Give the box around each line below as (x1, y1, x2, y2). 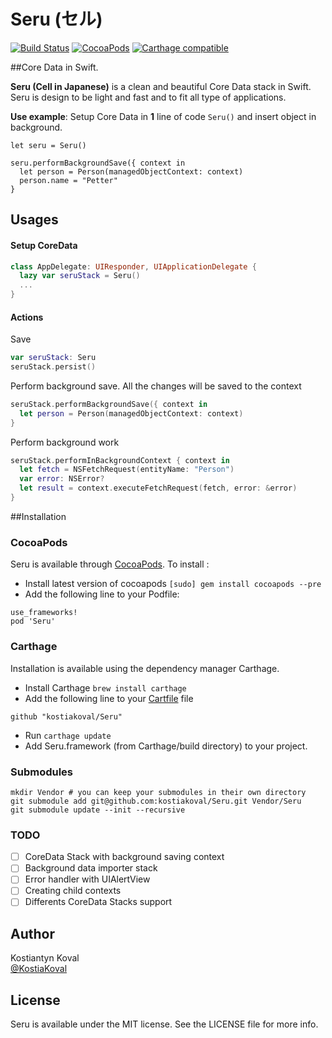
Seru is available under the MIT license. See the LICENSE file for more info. (10, 1018, 319, 1030)
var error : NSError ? (19, 474, 105, 484)
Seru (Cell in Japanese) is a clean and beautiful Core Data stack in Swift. (10, 80, 312, 92)
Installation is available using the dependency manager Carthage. (10, 662, 280, 674)
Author (10, 925, 55, 942)
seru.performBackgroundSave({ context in (10, 158, 186, 168)
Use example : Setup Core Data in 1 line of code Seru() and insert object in (10, 110, 317, 122)
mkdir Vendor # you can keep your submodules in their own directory (10, 787, 307, 797)
